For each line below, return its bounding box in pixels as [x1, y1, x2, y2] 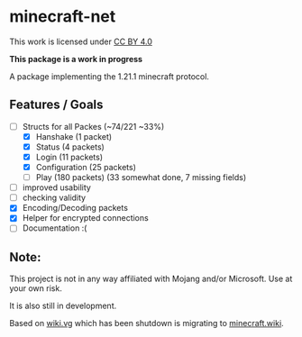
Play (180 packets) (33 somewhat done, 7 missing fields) [35, 172, 247, 183]
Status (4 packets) [35, 141, 105, 152]
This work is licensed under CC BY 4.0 [9, 36, 153, 47]
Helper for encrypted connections [22, 213, 149, 223]
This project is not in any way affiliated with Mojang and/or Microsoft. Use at [9, 273, 293, 285]
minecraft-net [9, 6, 116, 27]
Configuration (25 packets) [35, 162, 137, 172]
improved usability [22, 182, 92, 193]
